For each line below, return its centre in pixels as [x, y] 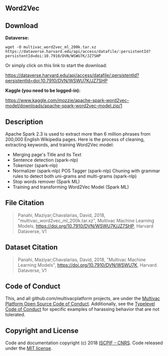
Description [24, 122]
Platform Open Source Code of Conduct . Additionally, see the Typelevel [80, 304]
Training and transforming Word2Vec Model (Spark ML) [71, 187]
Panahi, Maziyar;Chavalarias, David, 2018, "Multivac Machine [82, 260]
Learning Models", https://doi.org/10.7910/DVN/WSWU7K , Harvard [87, 265]
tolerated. [15, 315]
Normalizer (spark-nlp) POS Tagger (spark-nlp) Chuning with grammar [86, 171]
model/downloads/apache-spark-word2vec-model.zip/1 [64, 106]
